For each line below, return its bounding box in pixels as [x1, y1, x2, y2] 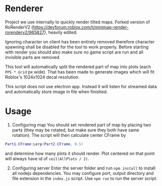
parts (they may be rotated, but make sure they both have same [12, 127, 140, 133]
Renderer [5, 3, 44, 14]
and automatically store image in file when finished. [5, 89, 108, 94]
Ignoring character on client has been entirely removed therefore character [5, 38, 155, 44]
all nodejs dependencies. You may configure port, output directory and [12, 170, 154, 176]
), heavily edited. [44, 29, 78, 35]
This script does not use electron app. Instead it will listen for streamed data [5, 83, 157, 89]
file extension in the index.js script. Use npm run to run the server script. [12, 175, 158, 181]
